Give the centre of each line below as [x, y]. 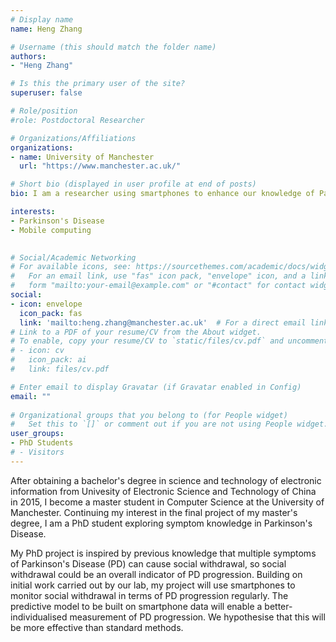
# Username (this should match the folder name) [113, 47]
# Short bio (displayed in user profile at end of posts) [133, 184]
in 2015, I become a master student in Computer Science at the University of [167, 502]
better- [278, 606]
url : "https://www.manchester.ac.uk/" [100, 166]
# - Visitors [37, 452]
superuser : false [46, 93]
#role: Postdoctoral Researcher [77, 120]
